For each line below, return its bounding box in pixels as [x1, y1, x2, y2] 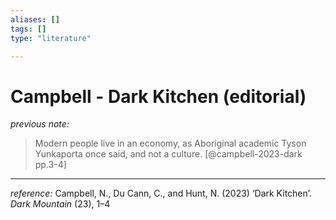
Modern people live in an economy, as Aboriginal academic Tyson [34, 137, 307, 150]
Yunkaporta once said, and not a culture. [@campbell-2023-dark [34, 148, 303, 160]
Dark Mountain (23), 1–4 [10, 198, 111, 210]
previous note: [10, 118, 70, 130]
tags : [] [10, 24, 47, 34]
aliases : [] [10, 14, 60, 25]
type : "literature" [10, 33, 92, 43]
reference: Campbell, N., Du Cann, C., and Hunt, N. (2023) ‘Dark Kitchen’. [10, 187, 312, 200]
